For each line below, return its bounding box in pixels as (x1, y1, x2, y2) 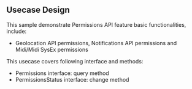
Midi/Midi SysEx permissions (15, 46, 89, 53)
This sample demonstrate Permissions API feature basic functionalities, (6, 21, 186, 28)
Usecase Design (6, 5, 71, 15)
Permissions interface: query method (15, 69, 109, 77)
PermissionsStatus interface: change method (15, 76, 129, 83)
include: (6, 27, 27, 35)
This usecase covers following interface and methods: (6, 57, 144, 65)
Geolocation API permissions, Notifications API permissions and (15, 39, 177, 46)
